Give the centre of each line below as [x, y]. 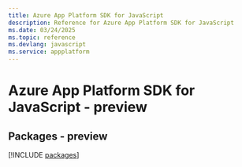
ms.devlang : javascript [47, 45]
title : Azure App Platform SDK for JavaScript [86, 15]
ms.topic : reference [42, 37]
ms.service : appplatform [49, 52]
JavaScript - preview [78, 107]
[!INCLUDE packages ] [44, 155]
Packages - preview [58, 136]
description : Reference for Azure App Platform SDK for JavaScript [121, 23]
